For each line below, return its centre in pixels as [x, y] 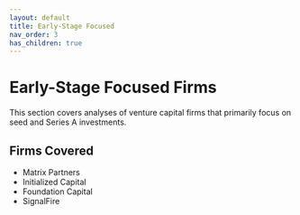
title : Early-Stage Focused [62, 26]
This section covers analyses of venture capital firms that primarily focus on [150, 113]
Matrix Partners [51, 172]
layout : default [40, 18]
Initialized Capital [54, 182]
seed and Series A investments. [68, 122]
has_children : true [46, 43]
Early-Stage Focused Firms [114, 88]
